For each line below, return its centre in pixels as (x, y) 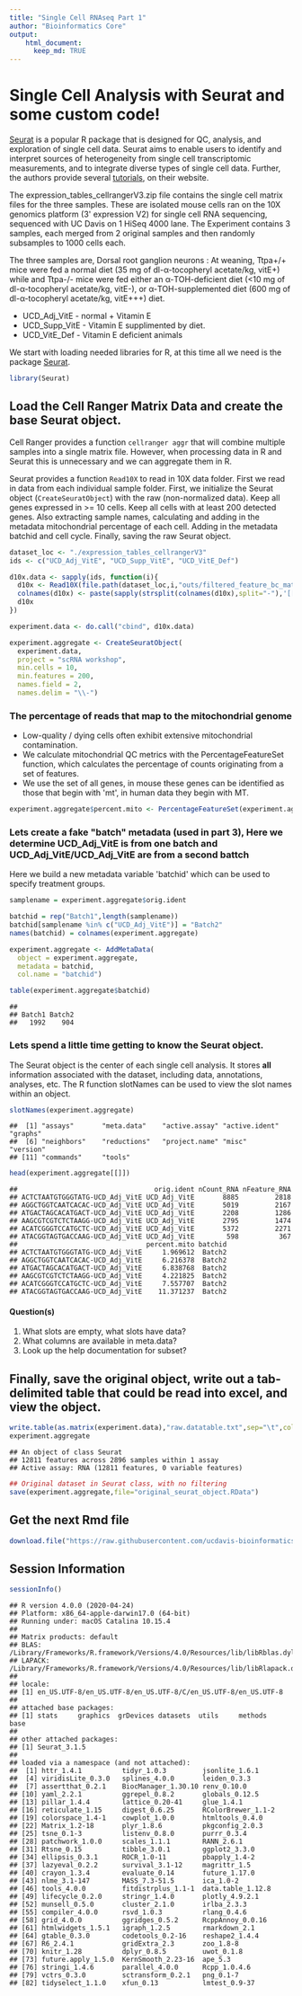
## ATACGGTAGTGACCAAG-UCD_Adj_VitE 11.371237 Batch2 (118, 1292)
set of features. (50, 774)
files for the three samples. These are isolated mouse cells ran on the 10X (145, 205)
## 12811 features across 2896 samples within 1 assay (114, 1460)
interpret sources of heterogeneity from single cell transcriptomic (130, 159)
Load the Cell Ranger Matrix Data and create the (146, 407)
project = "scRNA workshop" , (72, 660)
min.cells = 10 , (48, 668)
